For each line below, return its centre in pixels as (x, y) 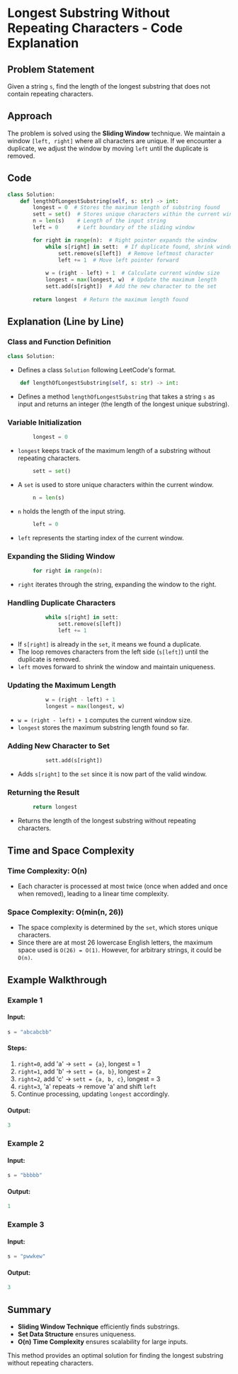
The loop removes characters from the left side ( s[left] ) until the (113, 652)
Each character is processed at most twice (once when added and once (123, 886)
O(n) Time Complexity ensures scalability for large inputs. (103, 1341)
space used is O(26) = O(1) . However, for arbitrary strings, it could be (119, 950)
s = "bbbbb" (25, 1175)
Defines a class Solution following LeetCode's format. (97, 370)
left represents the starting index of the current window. (101, 537)
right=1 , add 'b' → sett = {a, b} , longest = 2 (84, 1071)
